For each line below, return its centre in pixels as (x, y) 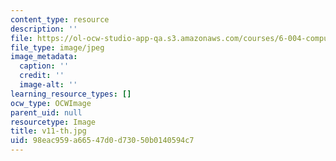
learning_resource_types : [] (71, 94)
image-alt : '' (48, 85)
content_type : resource (60, 19)
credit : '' (42, 76)
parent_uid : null (46, 112)
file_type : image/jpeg (57, 47)
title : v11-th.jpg (48, 131)
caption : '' (44, 66)
